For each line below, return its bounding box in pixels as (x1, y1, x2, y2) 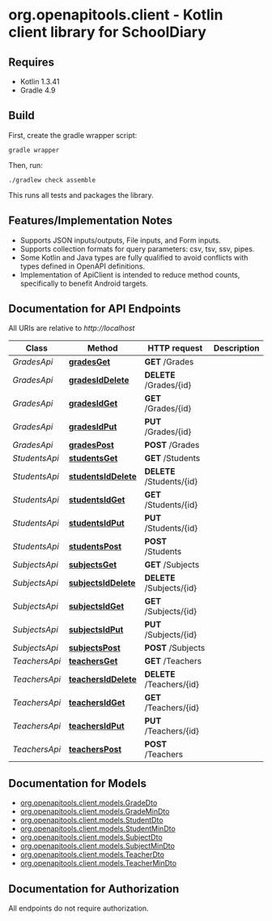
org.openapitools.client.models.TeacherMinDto (19, 859, 176, 868)
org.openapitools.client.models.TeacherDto (19, 850, 164, 859)
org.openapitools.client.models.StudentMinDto (19, 824, 176, 833)
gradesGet (68, 356, 111, 368)
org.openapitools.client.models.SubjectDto (19, 833, 164, 842)
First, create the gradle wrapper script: (8, 130, 138, 140)
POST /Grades (144, 440, 200, 451)
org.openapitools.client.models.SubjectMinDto (19, 841, 176, 851)
